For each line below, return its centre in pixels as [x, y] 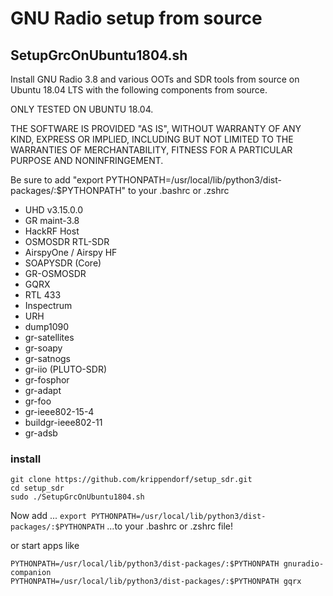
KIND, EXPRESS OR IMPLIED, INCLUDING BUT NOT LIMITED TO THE [152, 139]
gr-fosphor [47, 380]
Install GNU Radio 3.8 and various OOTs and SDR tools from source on [155, 79]
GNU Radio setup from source [136, 18]
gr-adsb [41, 433]
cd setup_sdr [37, 488]
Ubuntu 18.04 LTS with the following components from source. [139, 90]
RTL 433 [43, 295]
